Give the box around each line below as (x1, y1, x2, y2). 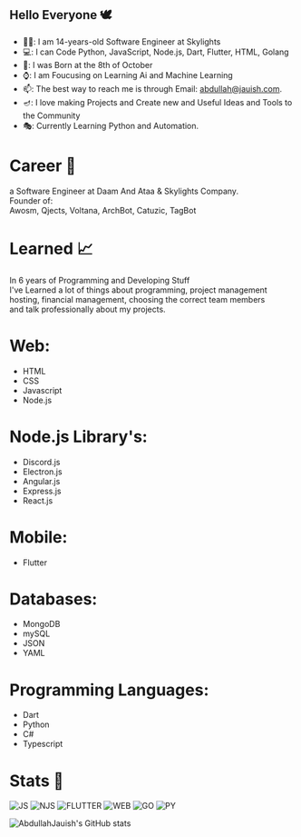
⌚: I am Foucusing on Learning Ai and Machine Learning (22, 69, 233, 80)
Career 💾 (9, 155, 77, 175)
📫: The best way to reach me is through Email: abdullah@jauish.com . (22, 83, 283, 94)
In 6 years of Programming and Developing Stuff (9, 274, 190, 285)
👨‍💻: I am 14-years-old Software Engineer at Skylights (22, 35, 221, 47)
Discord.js (22, 456, 61, 467)
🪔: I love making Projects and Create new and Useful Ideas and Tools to (22, 96, 293, 107)
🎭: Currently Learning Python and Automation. (22, 120, 199, 131)
